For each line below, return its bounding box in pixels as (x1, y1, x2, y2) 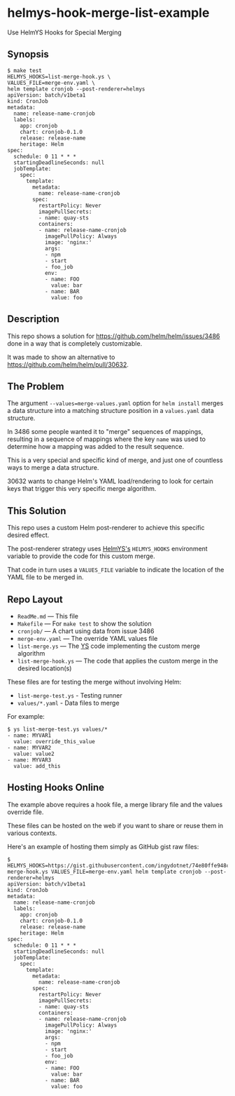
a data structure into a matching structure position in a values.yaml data (7, 407, 215, 415)
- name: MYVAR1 (7, 732, 52, 739)
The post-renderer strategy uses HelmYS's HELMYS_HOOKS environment (7, 545, 208, 553)
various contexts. (7, 829, 57, 837)
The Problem (7, 380, 64, 392)
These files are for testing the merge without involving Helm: (7, 678, 182, 686)
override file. (7, 808, 44, 816)
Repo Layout (7, 593, 63, 605)
